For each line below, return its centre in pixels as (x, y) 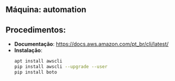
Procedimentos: (36, 30)
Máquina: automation (46, 10)
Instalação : (28, 50)
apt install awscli (38, 61)
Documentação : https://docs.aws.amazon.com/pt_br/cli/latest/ (91, 44)
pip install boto (36, 72)
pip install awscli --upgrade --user (61, 67)
